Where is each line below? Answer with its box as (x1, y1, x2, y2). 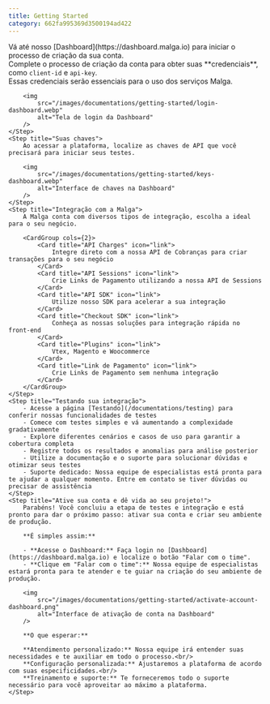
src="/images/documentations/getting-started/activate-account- (37, 595, 259, 604)
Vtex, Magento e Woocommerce (51, 347, 150, 355)
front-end (8, 326, 42, 334)
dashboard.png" (8, 603, 60, 611)
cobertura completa (8, 440, 74, 448)
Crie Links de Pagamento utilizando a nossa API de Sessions (51, 277, 263, 285)
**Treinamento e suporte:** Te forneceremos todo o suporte (23, 674, 230, 682)
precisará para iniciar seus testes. (8, 148, 136, 157)
